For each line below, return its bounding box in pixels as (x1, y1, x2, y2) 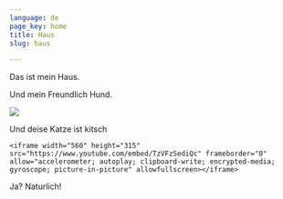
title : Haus (9, 30, 55, 39)
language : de (9, 13, 59, 23)
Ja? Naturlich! (9, 181, 62, 192)
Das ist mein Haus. (9, 72, 80, 83)
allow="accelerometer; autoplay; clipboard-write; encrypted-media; (9, 157, 276, 166)
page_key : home (9, 22, 68, 31)
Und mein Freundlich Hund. (9, 89, 112, 100)
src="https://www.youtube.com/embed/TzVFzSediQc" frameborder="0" (9, 149, 267, 159)
